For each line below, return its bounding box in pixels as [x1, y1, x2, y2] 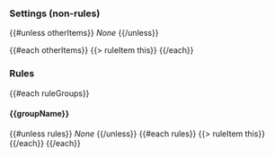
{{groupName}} [9, 109, 70, 119]
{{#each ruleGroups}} [9, 88, 90, 99]
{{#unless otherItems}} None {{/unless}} [9, 28, 159, 39]
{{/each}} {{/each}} [9, 137, 81, 148]
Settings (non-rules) [9, 7, 101, 20]
